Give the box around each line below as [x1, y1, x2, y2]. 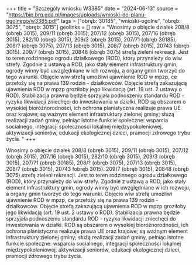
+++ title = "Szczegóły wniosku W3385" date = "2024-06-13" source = [6, 5, 178, 12]
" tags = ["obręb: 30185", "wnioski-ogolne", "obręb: [56, 18, 181, 24]
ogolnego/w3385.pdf [6, 18, 57, 24]
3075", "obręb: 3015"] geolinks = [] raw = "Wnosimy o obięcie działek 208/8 [6, 23, 190, 30]
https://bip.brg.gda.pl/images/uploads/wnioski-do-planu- [8, 11, 147, 18]
